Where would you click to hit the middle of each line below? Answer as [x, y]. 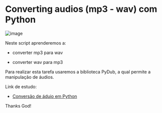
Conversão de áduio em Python [45, 96]
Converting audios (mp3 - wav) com [81, 9]
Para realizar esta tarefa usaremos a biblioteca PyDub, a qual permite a [78, 72]
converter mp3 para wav [38, 53]
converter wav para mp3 [38, 62]
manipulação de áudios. [30, 77]
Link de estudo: [21, 86]
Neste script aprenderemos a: [36, 43]
